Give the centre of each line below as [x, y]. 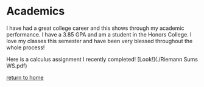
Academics [36, 11]
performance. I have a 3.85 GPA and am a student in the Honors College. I [99, 34]
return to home [25, 77]
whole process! [26, 47]
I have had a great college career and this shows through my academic [95, 28]
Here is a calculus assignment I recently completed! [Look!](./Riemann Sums [102, 59]
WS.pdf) [17, 66]
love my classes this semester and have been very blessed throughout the [100, 41]
